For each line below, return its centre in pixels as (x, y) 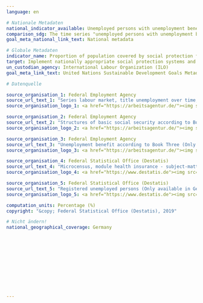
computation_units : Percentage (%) (51, 205)
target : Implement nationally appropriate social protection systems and (101, 62)
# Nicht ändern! (27, 222)
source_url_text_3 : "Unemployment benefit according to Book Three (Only (101, 145)
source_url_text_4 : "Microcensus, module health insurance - (85, 167)
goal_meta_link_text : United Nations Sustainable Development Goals (94, 73)
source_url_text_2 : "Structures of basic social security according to (98, 123)
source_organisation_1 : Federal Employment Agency (71, 95)
